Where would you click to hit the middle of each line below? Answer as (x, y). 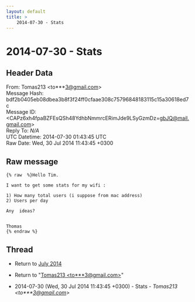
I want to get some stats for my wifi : (56, 185)
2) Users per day (27, 201)
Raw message (32, 162)
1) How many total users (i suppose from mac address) (74, 196)
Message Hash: (25, 93)
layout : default (26, 11)
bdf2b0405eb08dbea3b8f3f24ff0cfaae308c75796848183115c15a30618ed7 (97, 100)
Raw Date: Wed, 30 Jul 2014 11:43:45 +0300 (60, 143)
